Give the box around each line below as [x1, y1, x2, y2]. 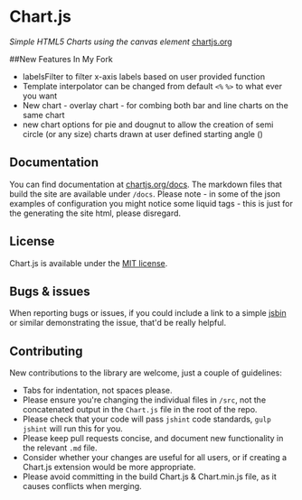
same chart [22, 109, 65, 120]
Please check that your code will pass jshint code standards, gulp [22, 413, 271, 425]
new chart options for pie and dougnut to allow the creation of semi [22, 119, 274, 130]
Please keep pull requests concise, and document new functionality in [22, 433, 284, 444]
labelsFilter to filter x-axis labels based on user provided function [22, 70, 265, 82]
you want [22, 90, 58, 101]
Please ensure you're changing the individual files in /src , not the [22, 394, 267, 405]
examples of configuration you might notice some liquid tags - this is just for [9, 198, 294, 208]
